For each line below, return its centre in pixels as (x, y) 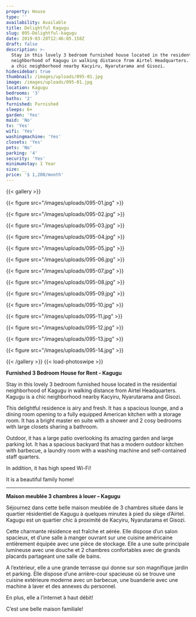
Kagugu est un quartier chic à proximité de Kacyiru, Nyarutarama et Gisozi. (96, 520)
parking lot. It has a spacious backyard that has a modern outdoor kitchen (95, 444)
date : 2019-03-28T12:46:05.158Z (45, 39)
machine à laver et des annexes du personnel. (61, 586)
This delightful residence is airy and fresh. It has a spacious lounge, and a (95, 408)
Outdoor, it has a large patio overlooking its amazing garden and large (90, 438)
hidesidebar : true (28, 71)
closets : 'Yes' (24, 142)
